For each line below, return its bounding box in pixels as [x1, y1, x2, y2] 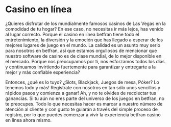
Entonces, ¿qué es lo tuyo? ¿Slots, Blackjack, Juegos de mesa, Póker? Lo [5, 79, 159, 85]
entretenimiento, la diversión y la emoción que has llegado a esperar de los [5, 37, 163, 43]
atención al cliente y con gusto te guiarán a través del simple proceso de [5, 106, 158, 112]
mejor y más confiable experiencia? [5, 69, 80, 75]
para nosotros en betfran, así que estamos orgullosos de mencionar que [5, 47, 157, 54]
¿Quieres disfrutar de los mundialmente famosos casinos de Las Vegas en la [5, 20, 166, 27]
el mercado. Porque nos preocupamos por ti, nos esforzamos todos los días [5, 58, 165, 64]
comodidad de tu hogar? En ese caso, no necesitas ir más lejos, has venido [5, 26, 164, 32]
